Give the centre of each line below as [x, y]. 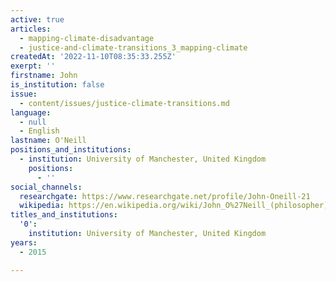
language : [31, 112]
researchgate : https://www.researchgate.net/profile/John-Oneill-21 [165, 196]
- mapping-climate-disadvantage [87, 38]
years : [24, 242]
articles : [31, 29]
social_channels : [46, 187]
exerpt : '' [33, 66]
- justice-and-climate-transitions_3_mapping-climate [133, 47]
